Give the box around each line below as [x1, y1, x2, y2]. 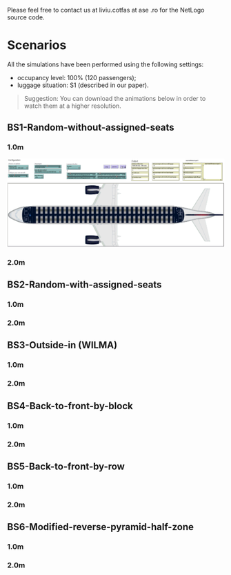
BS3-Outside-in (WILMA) [7, 339, 118, 351]
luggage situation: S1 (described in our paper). [17, 81, 150, 89]
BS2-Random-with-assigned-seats [7, 279, 162, 291]
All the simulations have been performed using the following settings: [7, 60, 204, 68]
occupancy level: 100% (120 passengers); [17, 73, 137, 82]
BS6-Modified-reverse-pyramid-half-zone [7, 521, 194, 533]
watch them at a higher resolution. [23, 102, 122, 110]
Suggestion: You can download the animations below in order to [23, 94, 206, 102]
